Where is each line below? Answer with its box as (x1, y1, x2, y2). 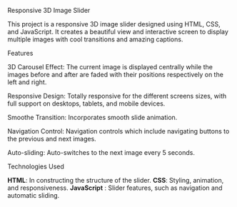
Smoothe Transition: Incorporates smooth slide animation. (7, 113, 178, 121)
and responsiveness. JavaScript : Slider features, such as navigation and (7, 183, 223, 192)
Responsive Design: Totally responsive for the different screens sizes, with (7, 92, 227, 100)
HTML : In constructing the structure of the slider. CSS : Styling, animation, (7, 176, 224, 184)
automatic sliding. (7, 191, 60, 199)
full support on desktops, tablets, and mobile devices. (7, 99, 166, 108)
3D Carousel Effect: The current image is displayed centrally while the (7, 63, 213, 71)
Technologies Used (7, 162, 64, 171)
